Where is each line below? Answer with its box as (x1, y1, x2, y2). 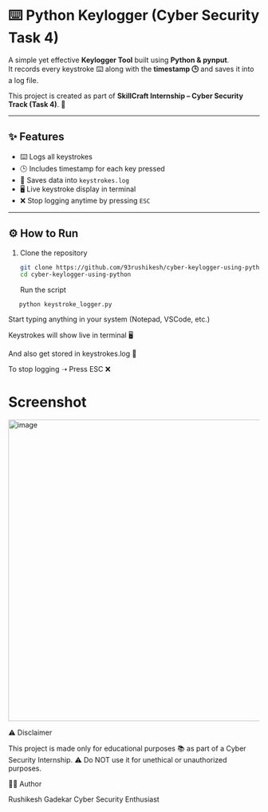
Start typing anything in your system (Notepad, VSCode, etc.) (8, 314, 211, 324)
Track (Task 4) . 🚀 (8, 99, 66, 108)
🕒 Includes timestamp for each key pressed (19, 164, 165, 173)
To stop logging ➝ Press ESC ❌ (8, 365, 111, 374)
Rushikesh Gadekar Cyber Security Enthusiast (8, 794, 160, 804)
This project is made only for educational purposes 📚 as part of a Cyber (8, 743, 246, 754)
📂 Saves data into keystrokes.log (19, 175, 130, 184)
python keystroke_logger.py (18, 301, 112, 309)
